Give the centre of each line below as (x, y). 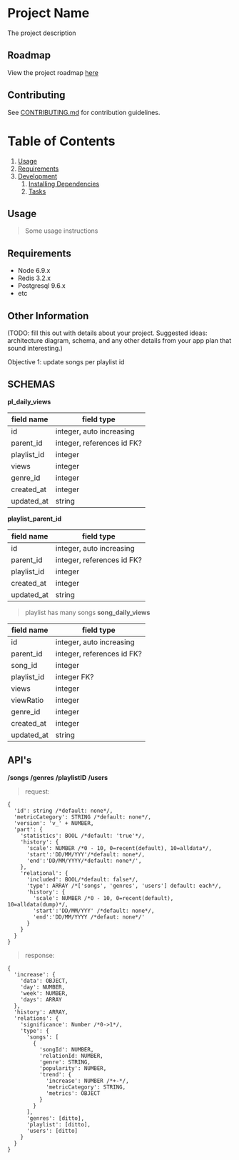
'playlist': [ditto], (59, 1124)
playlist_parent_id (35, 519)
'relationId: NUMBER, (71, 1056)
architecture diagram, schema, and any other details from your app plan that (119, 340)
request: (37, 791)
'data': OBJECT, (45, 981)
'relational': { (45, 873)
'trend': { (55, 1074)
